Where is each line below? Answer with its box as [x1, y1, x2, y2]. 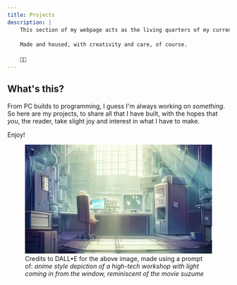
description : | [7, 18, 52, 26]
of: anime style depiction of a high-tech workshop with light [25, 262, 199, 271]
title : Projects [7, 11, 55, 18]
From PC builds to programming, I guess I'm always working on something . [7, 102, 226, 110]
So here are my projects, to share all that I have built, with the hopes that [7, 109, 218, 118]
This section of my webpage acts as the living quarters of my [20, 26, 210, 33]
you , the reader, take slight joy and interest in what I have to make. [7, 116, 200, 125]
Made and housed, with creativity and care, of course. [20, 41, 188, 49]
